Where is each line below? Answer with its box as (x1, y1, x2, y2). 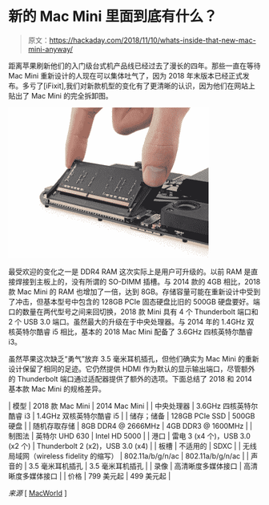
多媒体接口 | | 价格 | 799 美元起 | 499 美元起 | (22, 471, 171, 481)
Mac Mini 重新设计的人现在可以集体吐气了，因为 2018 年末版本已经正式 (8, 71, 243, 80)
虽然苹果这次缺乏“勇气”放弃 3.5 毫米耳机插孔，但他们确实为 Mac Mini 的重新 (8, 353, 259, 363)
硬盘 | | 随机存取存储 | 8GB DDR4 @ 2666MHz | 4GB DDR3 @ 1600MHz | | (8, 421, 253, 430)
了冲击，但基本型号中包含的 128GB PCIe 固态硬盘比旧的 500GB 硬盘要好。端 (8, 297, 260, 306)
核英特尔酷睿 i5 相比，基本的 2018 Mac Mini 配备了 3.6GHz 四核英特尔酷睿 (8, 326, 254, 337)
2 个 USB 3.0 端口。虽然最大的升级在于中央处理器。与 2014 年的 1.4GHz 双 (8, 317, 255, 326)
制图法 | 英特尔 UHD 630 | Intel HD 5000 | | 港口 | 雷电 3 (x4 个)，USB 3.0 (8, 430, 251, 441)
